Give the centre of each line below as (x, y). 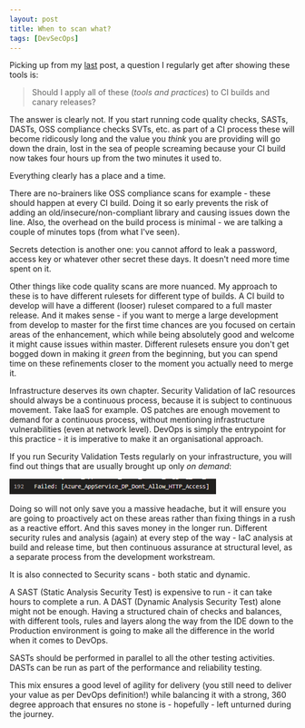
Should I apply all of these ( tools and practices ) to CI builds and (151, 93)
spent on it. (30, 269)
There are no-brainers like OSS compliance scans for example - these (140, 193)
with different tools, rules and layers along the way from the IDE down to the (152, 621)
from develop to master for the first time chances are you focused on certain (152, 325)
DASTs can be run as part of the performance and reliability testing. (136, 668)
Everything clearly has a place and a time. (88, 176)
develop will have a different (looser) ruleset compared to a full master (141, 306)
